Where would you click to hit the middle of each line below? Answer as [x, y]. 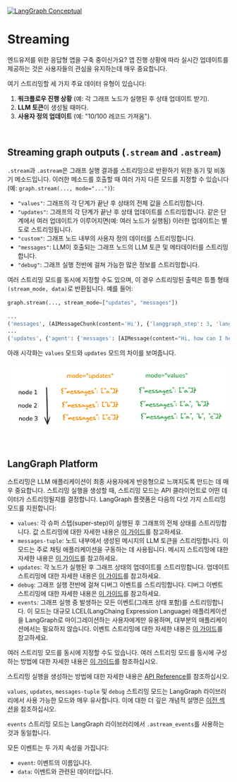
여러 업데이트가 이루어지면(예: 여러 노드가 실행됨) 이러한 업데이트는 [128, 220]
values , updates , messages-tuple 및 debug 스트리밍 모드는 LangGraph [105, 692]
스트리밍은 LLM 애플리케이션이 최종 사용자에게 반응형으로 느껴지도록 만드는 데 [115, 482]
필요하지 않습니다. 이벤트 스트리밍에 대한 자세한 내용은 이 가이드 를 [133, 629]
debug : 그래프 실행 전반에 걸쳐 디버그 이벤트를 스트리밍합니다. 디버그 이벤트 [120, 585]
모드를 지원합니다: [32, 508]
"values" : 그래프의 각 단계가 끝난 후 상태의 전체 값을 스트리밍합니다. [111, 203]
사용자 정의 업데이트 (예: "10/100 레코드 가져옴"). [84, 116]
